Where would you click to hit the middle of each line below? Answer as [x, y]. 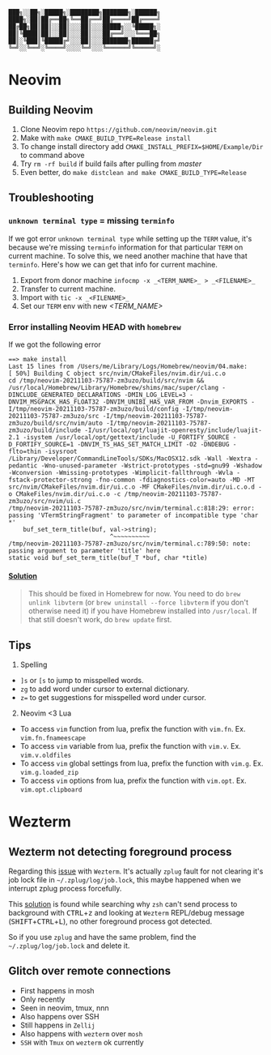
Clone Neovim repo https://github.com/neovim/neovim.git [119, 129]
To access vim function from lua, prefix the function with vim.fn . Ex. [133, 729]
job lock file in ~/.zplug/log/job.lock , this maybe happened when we [125, 880]
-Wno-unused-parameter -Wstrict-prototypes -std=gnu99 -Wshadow [152, 466]
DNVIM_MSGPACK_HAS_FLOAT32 [54, 402]
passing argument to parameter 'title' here [85, 551]
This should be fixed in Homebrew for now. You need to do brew [134, 594]
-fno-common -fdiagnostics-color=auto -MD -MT [175, 480]
